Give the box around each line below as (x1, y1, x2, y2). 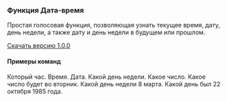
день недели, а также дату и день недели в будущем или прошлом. (7, 28, 206, 36)
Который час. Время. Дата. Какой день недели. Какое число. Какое (7, 73, 206, 81)
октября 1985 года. (7, 87, 63, 95)
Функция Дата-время (7, 5, 84, 15)
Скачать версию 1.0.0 (7, 42, 71, 50)
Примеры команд (7, 57, 62, 65)
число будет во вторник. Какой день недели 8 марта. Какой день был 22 (7, 79, 221, 88)
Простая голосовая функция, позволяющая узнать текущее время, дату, (7, 21, 221, 29)
